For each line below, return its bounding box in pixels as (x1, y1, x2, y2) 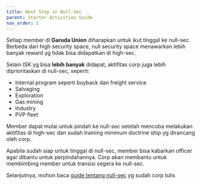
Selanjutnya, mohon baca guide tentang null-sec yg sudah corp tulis (6, 172, 176, 179)
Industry (14, 105, 36, 112)
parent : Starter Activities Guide (6, 14, 93, 20)
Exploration (14, 92, 43, 99)
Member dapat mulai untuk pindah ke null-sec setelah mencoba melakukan (6, 123, 193, 130)
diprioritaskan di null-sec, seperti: (6, 67, 90, 75)
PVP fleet (14, 111, 39, 118)
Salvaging (14, 86, 40, 93)
